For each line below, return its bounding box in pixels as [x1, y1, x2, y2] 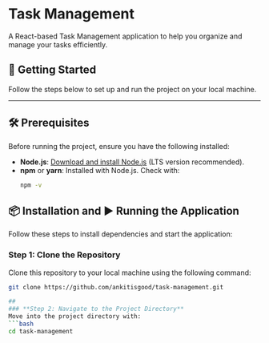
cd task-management [8, 327, 74, 335]
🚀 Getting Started [8, 63, 97, 77]
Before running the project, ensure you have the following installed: [8, 141, 230, 151]
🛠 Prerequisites [8, 116, 90, 130]
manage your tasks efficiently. [8, 39, 108, 49]
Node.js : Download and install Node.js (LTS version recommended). [19, 157, 245, 167]
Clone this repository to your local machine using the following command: [8, 268, 251, 277]
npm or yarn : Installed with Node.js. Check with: [19, 165, 180, 175]
